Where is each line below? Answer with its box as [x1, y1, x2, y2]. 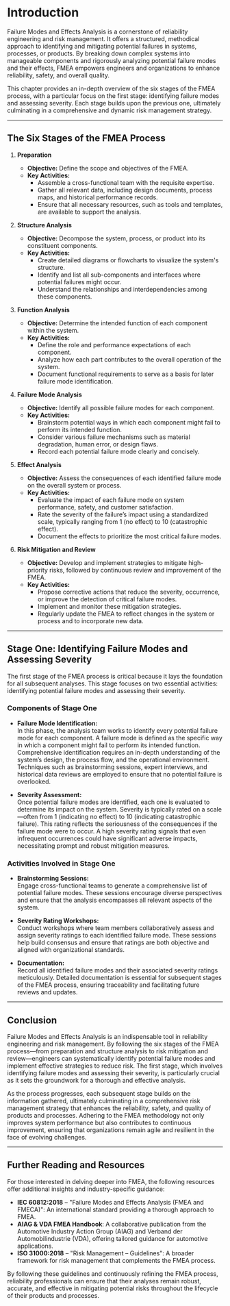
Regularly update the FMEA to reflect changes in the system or [37, 610, 215, 618]
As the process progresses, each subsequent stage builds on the [7, 1089, 191, 1097]
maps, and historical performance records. [37, 193, 159, 201]
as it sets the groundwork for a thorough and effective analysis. [7, 1076, 186, 1084]
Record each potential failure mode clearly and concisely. [37, 447, 200, 455]
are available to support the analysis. [37, 208, 142, 216]
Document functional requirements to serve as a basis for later [37, 370, 214, 378]
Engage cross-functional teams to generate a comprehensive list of [16, 881, 207, 890]
